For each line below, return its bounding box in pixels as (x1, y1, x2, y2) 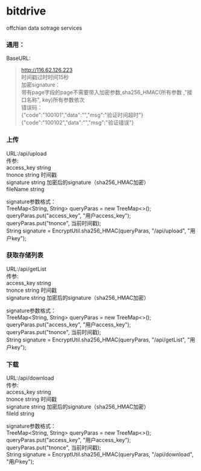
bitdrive (6, 4, 46, 18)
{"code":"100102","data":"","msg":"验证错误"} (21, 119, 134, 127)
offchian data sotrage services (6, 24, 83, 31)
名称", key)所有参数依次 (26, 96, 85, 104)
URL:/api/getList (6, 265, 46, 272)
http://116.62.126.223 (21, 67, 73, 74)
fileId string (6, 410, 35, 417)
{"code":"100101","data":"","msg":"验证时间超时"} (21, 111, 144, 119)
